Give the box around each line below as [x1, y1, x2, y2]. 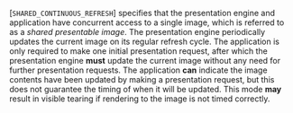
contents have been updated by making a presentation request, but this [9, 74, 275, 84]
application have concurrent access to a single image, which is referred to [9, 17, 285, 28]
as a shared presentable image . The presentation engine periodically [9, 27, 266, 37]
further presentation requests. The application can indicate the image [9, 65, 268, 75]
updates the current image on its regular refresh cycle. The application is [9, 36, 280, 47]
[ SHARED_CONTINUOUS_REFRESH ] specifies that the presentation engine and [9, 8, 276, 18]
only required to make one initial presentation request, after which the [9, 46, 269, 56]
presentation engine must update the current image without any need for [9, 56, 281, 65]
